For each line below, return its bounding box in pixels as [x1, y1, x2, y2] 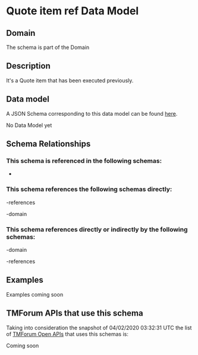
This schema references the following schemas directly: [6, 185, 172, 193]
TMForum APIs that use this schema [6, 308, 144, 319]
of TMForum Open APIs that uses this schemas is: [6, 330, 129, 338]
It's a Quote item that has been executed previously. [6, 76, 134, 84]
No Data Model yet [6, 121, 52, 129]
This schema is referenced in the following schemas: [6, 156, 162, 165]
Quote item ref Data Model [6, 4, 139, 18]
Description [6, 61, 51, 71]
